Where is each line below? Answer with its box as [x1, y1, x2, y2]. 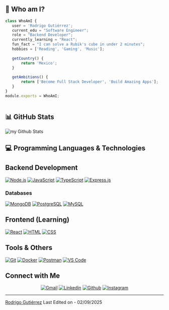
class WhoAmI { [5, 18, 37, 23]
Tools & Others [5, 243, 53, 252]
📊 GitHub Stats [5, 112, 54, 121]
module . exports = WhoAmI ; [5, 93, 59, 98]
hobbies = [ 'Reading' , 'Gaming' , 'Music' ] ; [12, 46, 105, 52]
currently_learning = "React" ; [12, 37, 78, 42]
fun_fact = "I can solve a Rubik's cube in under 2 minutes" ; [12, 42, 145, 47]
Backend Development [5, 163, 78, 172]
